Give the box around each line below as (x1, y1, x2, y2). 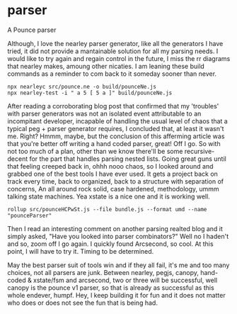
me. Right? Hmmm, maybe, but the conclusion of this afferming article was (7, 132, 225, 140)
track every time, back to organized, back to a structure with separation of (7, 176, 224, 186)
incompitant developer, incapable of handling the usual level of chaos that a (7, 116, 228, 125)
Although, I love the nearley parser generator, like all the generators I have (7, 39, 224, 47)
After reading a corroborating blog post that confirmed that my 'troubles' (7, 101, 219, 110)
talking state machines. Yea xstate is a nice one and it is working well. (7, 192, 210, 201)
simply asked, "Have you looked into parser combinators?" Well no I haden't (7, 232, 229, 240)
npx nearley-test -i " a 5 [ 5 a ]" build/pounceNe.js (7, 89, 173, 96)
